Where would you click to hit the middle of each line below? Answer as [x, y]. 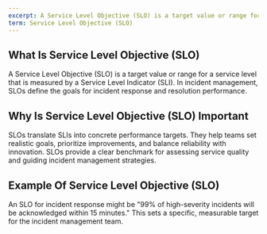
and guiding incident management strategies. [82, 160]
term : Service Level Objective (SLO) [71, 23]
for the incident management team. [66, 221]
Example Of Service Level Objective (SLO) [114, 185]
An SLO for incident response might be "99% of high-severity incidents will [131, 204]
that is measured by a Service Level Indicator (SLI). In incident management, [133, 82]
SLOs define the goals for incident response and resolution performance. [128, 91]
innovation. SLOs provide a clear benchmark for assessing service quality [129, 152]
